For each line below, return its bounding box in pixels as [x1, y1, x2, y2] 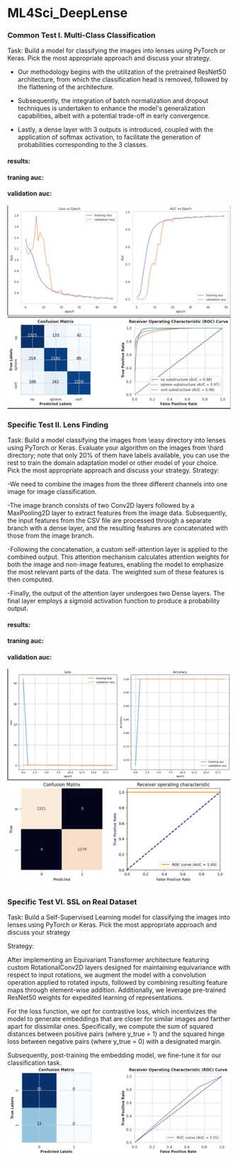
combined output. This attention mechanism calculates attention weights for [7, 552, 229, 561]
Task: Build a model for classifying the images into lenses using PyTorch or [7, 46, 226, 55]
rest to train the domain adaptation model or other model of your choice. [7, 458, 218, 466]
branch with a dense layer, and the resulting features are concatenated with [7, 523, 228, 532]
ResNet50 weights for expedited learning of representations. [7, 993, 184, 1002]
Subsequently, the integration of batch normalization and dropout [17, 97, 209, 105]
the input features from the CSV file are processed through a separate [7, 516, 212, 525]
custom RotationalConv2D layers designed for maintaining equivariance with [7, 963, 231, 972]
